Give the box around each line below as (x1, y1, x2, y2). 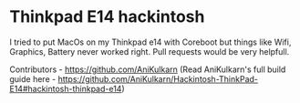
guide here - (9, 73, 57, 84)
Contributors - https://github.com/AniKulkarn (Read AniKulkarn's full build (9, 64, 286, 75)
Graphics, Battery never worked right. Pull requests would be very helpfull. (9, 46, 290, 57)
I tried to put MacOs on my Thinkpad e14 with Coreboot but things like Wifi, (9, 36, 292, 47)
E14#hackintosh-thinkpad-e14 (9, 83, 122, 94)
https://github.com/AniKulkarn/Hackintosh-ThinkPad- (57, 73, 258, 84)
